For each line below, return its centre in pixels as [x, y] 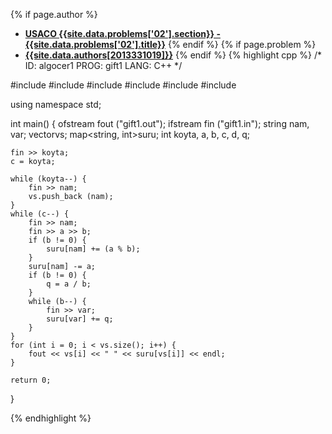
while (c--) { [40, 214]
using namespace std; [56, 104]
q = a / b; [69, 284]
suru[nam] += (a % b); [93, 249]
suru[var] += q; [80, 319]
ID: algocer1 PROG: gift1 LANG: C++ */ [103, 65]
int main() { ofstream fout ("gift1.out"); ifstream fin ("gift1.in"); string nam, [160, 123]
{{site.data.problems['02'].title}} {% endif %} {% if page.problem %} [170, 44]
